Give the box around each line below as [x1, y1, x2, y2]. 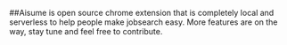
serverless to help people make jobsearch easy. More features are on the [9, 17, 278, 27]
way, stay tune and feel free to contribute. [9, 26, 163, 36]
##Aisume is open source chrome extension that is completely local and [9, 8, 275, 18]
